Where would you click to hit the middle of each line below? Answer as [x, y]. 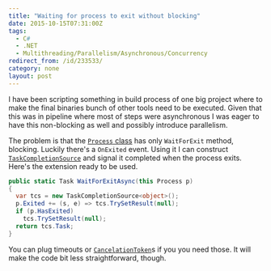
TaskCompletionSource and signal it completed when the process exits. [125, 158]
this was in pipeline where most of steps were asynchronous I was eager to [134, 116]
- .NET [27, 46]
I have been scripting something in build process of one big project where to [135, 99]
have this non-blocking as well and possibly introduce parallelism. [118, 125]
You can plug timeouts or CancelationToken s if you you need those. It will [130, 249]
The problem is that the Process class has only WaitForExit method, [121, 140]
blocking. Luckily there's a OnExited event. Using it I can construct [119, 149]
